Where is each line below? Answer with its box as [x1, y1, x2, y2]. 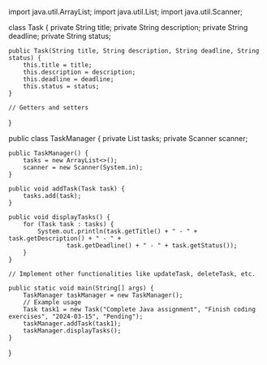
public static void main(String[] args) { [8, 284, 154, 292]
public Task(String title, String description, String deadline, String [8, 47, 260, 55]
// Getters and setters [8, 104, 89, 112]
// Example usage [23, 298, 82, 307]
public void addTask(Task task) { [8, 185, 126, 193]
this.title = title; [23, 61, 93, 69]
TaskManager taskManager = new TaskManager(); [23, 291, 183, 299]
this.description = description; [23, 68, 136, 76]
